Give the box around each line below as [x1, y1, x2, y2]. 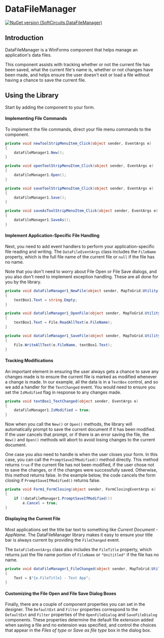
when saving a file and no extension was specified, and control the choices [5, 622, 156, 628]
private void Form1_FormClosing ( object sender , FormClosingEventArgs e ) [5, 487, 156, 492]
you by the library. [5, 279, 41, 285]
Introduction [5, 34, 44, 42]
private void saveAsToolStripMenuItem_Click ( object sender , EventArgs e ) [5, 208, 159, 213]
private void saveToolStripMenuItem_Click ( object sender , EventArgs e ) [5, 186, 154, 191]
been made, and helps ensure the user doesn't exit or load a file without [5, 72, 150, 78]
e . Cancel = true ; [22, 501, 58, 505]
